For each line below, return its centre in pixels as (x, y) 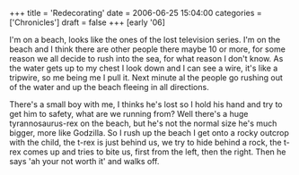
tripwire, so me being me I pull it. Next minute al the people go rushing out (146, 78)
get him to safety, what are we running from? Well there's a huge (129, 114)
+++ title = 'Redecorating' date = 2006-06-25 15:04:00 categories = (136, 13)
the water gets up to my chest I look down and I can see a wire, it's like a (144, 68)
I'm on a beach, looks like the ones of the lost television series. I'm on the (145, 40)
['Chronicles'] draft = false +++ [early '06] (88, 22)
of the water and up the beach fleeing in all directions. (109, 87)
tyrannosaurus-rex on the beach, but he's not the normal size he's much (143, 123)
